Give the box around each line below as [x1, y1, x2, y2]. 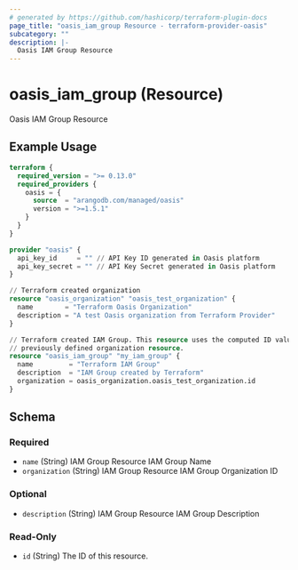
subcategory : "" [9, 29, 69, 38]
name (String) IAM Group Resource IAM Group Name [21, 456, 212, 467]
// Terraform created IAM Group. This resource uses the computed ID [9, 335, 272, 344]
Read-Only [9, 530, 58, 542]
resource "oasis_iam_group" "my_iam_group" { [9, 352, 180, 361]
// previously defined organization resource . [9, 343, 184, 352]
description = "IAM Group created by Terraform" [17, 368, 204, 378]
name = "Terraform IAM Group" [17, 360, 161, 369]
